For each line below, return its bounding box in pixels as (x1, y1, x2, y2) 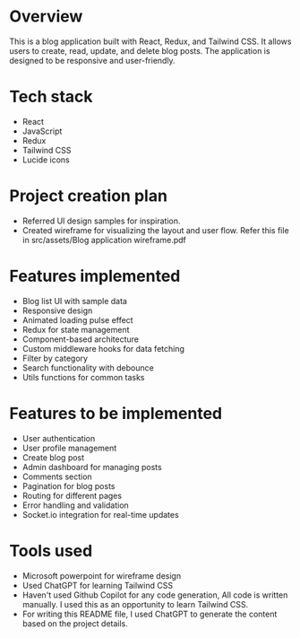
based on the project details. (21, 617, 128, 629)
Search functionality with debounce (21, 362, 154, 373)
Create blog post (21, 451, 85, 463)
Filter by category (21, 353, 88, 363)
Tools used (9, 540, 93, 561)
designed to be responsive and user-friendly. (9, 55, 176, 66)
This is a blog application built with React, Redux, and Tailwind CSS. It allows (9, 36, 292, 47)
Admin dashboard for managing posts (21, 461, 163, 472)
